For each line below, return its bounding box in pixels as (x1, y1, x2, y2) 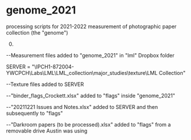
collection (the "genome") (6, 29, 68, 36)
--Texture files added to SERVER (6, 80, 84, 88)
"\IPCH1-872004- (32, 63, 74, 70)
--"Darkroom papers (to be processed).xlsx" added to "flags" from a (6, 121, 171, 128)
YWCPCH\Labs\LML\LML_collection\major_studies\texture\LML (6, 69, 158, 76)
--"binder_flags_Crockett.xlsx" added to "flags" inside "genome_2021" (6, 92, 175, 99)
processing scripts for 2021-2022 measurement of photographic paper (6, 23, 177, 30)
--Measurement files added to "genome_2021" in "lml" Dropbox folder (6, 52, 175, 59)
